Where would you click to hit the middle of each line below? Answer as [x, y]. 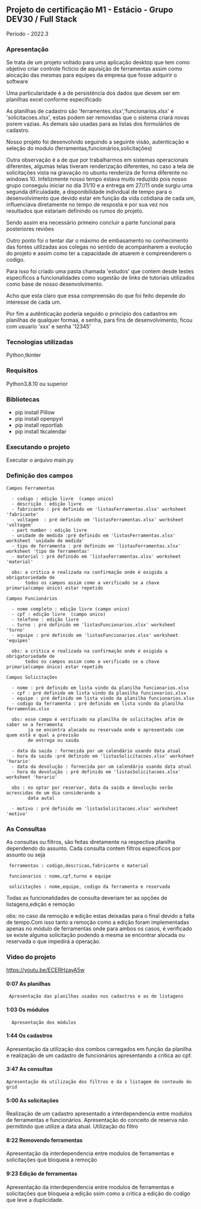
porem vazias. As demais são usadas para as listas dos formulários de [93, 124]
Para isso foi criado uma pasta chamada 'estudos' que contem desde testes [100, 271]
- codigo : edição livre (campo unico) [63, 499]
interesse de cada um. [34, 302]
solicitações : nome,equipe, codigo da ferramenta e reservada [89, 887]
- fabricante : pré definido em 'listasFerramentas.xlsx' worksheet [99, 509]
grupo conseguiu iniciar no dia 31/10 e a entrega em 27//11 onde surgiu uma [100, 185]
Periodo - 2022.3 [28, 34]
